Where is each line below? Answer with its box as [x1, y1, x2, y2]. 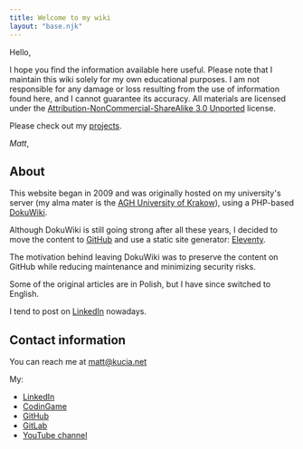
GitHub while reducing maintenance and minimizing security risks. [9, 262, 256, 272]
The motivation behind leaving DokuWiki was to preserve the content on [9, 252, 279, 263]
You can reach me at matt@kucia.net [9, 357, 147, 368]
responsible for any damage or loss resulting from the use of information [9, 83, 280, 94]
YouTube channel [22, 430, 88, 441]
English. [9, 289, 39, 300]
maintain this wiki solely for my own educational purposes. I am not [9, 73, 260, 84]
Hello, [9, 46, 32, 57]
